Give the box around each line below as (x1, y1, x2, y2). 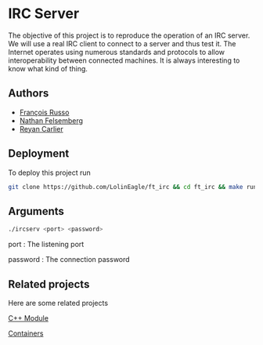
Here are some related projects (8, 298, 108, 307)
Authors (8, 87, 49, 100)
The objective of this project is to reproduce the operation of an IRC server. (8, 31, 250, 40)
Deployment (8, 147, 70, 161)
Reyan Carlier (19, 124, 64, 133)
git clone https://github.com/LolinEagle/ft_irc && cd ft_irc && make (8, 183, 243, 191)
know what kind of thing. (8, 64, 88, 73)
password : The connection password (8, 255, 131, 264)
